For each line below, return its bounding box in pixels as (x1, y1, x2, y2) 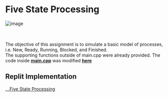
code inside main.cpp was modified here (5, 57, 92, 63)
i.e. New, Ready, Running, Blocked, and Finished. (5, 46, 108, 53)
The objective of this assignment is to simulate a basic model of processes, (5, 41, 163, 47)
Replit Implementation (5, 72, 77, 81)
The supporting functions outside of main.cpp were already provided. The (5, 52, 160, 58)
